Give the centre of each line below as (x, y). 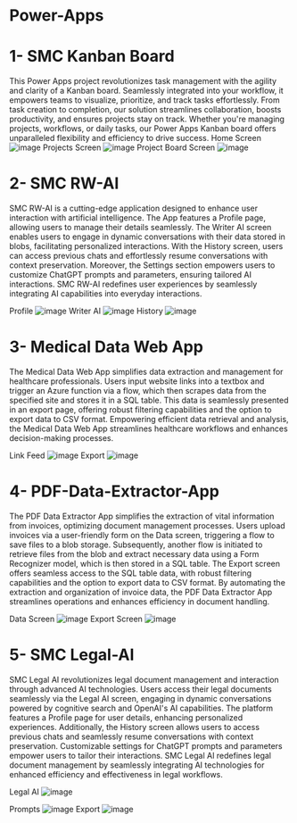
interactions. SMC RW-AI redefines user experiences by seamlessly (133, 284)
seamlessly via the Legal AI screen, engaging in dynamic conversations (140, 698)
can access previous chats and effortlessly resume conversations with (139, 256)
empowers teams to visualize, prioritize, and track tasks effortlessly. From (144, 100)
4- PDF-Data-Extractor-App (115, 491)
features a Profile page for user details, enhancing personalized (126, 717)
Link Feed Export (57, 455)
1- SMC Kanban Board (92, 57)
